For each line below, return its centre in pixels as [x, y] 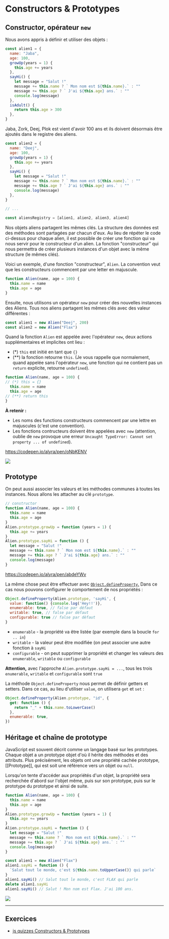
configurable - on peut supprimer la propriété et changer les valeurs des [88, 653]
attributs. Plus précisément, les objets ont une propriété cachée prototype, [82, 760]
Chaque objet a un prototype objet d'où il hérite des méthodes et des [77, 755]
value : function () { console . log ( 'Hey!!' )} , [56, 603]
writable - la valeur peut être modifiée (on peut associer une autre [81, 642]
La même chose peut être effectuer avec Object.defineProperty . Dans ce [81, 584]
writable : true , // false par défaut [49, 613]
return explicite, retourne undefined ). [51, 368]
